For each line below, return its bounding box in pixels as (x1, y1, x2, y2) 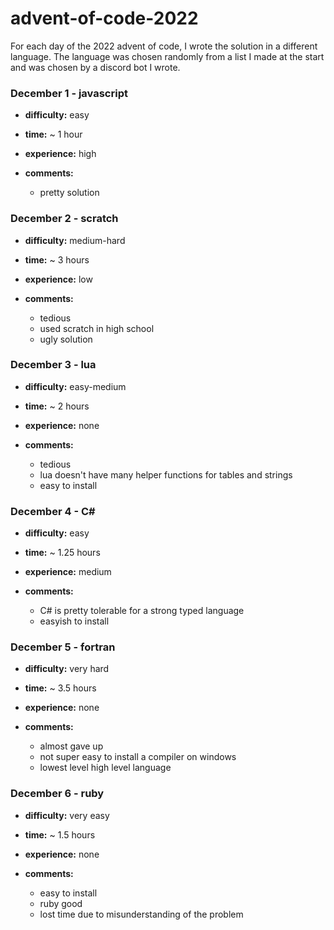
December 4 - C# (10, 504, 96, 518)
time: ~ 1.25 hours (24, 547, 101, 559)
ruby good (39, 897, 83, 909)
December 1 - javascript (10, 86, 128, 100)
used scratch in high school (39, 322, 155, 334)
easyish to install (39, 615, 110, 627)
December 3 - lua (10, 358, 97, 372)
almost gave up (39, 740, 104, 752)
